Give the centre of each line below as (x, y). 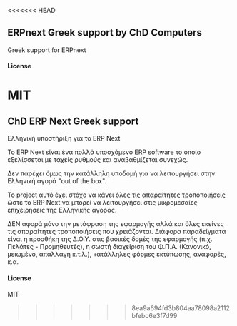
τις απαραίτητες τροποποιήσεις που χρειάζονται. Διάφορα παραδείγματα (117, 232)
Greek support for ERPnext (47, 50)
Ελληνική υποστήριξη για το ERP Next (64, 138)
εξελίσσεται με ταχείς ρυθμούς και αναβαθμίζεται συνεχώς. (98, 160)
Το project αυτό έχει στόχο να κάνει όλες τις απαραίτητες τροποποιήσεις (117, 195)
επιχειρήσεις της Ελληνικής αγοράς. (62, 210)
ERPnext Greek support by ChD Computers (105, 32)
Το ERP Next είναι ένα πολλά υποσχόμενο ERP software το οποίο (104, 152)
